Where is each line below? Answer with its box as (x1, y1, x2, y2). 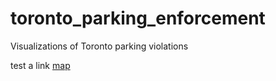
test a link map (10, 59, 71, 71)
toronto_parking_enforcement (10, 7, 266, 30)
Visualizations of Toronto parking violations (10, 40, 189, 52)
